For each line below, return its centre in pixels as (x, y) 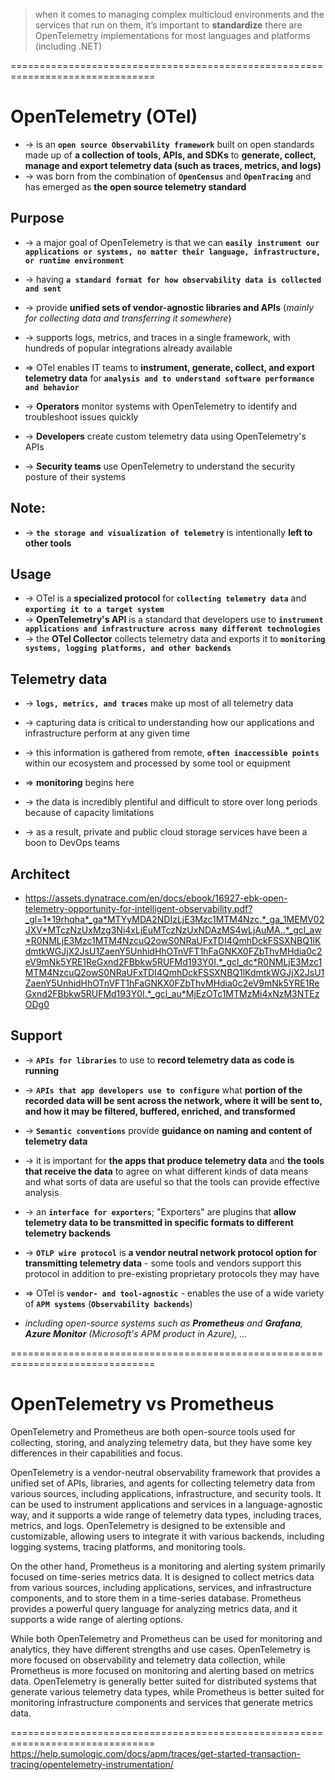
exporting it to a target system (94, 610)
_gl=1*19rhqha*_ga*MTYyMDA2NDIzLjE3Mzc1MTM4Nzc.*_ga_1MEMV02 (174, 919)
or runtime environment (74, 260)
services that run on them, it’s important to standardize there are (168, 25)
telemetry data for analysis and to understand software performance (169, 378)
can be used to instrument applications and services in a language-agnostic (166, 1504)
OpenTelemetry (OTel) (104, 116)
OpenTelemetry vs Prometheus (142, 1404)
